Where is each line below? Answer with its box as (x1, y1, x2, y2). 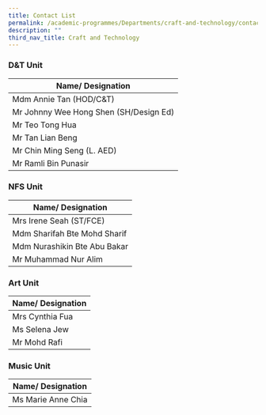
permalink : (8, 19, 44, 27)
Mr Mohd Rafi (12, 337, 63, 348)
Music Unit (8, 360, 51, 372)
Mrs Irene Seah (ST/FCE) (12, 215, 105, 226)
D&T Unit (8, 60, 44, 71)
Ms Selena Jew (12, 324, 69, 335)
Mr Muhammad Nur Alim (12, 254, 103, 265)
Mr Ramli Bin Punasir (12, 157, 89, 168)
